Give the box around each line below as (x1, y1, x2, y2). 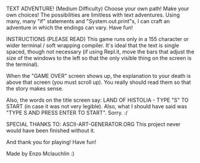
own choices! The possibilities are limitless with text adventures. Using (6, 11, 180, 18)
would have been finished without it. (6, 127, 96, 134)
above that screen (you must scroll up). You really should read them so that (6, 79, 191, 86)
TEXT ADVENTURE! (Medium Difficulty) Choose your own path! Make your (6, 5, 189, 12)
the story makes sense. (6, 85, 64, 92)
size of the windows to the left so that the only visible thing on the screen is (6, 55, 192, 61)
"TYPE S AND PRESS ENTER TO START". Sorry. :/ (6, 109, 128, 116)
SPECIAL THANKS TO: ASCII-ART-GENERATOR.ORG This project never (6, 121, 181, 127)
